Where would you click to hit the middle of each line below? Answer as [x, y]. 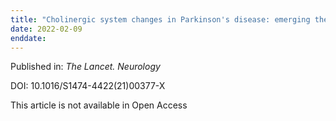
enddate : [28, 38]
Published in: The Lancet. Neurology [85, 67]
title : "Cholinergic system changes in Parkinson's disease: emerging [160, 19]
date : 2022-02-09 [46, 29]
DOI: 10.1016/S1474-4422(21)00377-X [88, 86]
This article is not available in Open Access [99, 105]
